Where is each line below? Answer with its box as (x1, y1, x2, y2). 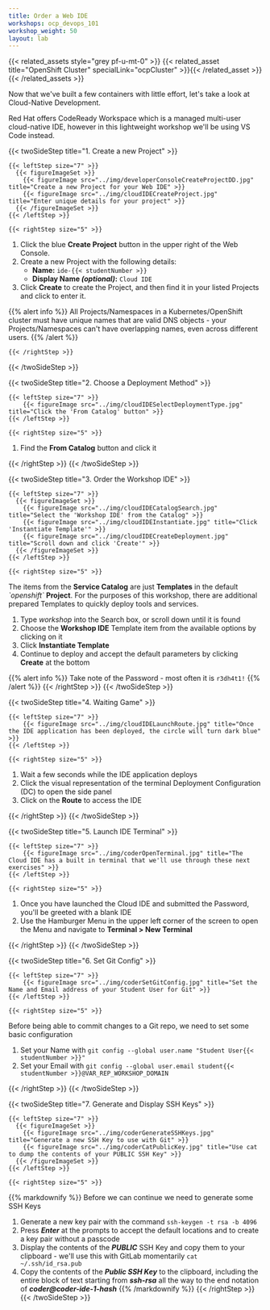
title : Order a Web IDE (8, 11, 89, 20)
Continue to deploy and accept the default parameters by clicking (19, 649, 239, 659)
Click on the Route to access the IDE (19, 796, 143, 805)
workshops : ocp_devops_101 (8, 19, 99, 27)
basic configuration (8, 1030, 73, 1039)
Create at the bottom (19, 657, 90, 667)
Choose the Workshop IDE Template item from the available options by (19, 624, 256, 633)
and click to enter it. (19, 292, 86, 301)
